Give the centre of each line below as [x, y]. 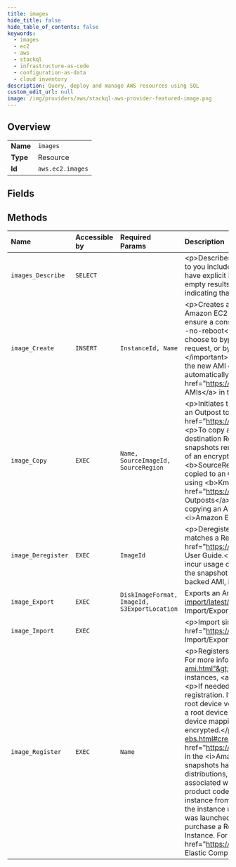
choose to [201, 340]
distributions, [206, 774]
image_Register [36, 752]
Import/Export [208, 611]
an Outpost [203, 413]
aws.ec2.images [63, 168]
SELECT [86, 276]
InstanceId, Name [149, 349]
